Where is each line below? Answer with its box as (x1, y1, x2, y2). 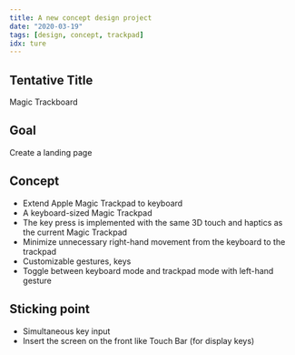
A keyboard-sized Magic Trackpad (22, 207, 152, 218)
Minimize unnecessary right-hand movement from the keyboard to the (22, 236, 286, 247)
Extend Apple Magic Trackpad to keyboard (22, 198, 183, 208)
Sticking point (9, 301, 91, 317)
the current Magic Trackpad (22, 227, 128, 238)
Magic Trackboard (9, 96, 79, 107)
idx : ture (9, 38, 47, 48)
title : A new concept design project (9, 13, 152, 23)
